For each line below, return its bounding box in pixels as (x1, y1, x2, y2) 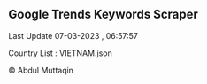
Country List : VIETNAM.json (8, 48, 112, 58)
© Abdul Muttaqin (8, 65, 74, 75)
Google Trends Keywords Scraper (8, 7, 198, 22)
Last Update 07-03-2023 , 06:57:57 (8, 30, 139, 41)
